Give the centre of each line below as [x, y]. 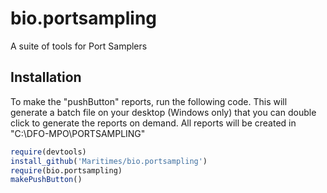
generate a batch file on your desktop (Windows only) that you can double [163, 112]
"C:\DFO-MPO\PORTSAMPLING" [78, 133]
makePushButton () [46, 180]
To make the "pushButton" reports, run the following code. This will [149, 101]
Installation [46, 77]
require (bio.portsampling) [66, 170]
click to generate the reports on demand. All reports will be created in [153, 123]
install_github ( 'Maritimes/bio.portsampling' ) [109, 161]
